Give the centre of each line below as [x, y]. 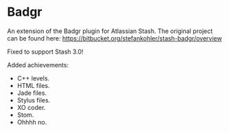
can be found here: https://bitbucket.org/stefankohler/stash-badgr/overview [114, 38]
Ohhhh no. [32, 122]
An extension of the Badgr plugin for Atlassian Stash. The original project [110, 31]
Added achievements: [38, 65]
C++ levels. [33, 78]
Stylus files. [34, 100]
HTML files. [33, 85]
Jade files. [32, 93]
